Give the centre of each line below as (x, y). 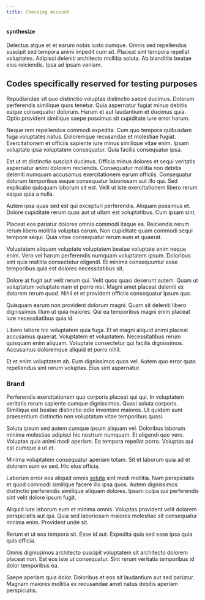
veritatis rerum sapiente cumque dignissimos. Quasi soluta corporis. (92, 403)
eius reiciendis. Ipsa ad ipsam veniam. (54, 64)
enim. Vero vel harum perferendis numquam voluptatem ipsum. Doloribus (99, 255)
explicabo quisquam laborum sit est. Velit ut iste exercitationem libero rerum (102, 187)
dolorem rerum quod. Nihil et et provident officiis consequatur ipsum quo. (99, 293)
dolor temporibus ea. (33, 565)
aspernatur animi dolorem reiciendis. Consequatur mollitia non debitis (94, 168)
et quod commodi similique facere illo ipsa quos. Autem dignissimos (92, 484)
